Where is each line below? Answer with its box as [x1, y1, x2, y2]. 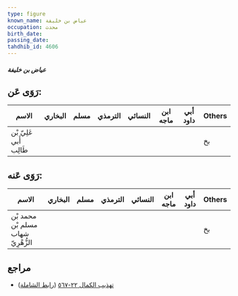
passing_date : [7, 37, 50, 44]
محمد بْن [11, 211, 37, 221]
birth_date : [7, 30, 42, 38]
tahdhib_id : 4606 [7, 43, 59, 50]
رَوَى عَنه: [7, 169, 42, 181]
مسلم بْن [11, 220, 38, 230]
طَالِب [11, 145, 28, 155]
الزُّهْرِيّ [11, 238, 33, 248]
